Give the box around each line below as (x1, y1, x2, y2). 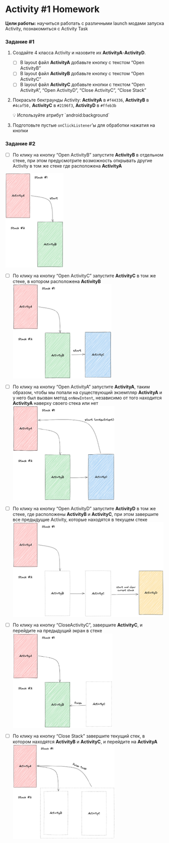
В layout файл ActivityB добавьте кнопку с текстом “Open (20, 71, 145, 77)
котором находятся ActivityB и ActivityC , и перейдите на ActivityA (12, 739, 158, 745)
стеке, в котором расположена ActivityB (12, 278, 101, 284)
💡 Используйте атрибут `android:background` (12, 112, 110, 118)
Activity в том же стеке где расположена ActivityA (12, 163, 122, 169)
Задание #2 (5, 140, 36, 147)
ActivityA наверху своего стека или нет (12, 400, 98, 406)
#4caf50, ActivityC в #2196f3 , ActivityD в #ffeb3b (12, 102, 117, 109)
